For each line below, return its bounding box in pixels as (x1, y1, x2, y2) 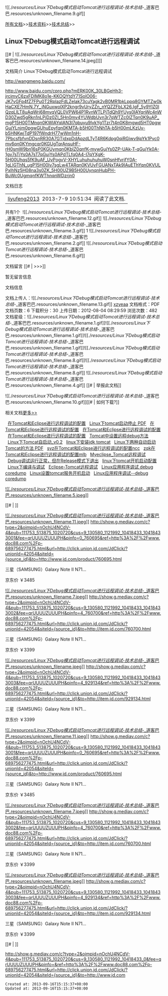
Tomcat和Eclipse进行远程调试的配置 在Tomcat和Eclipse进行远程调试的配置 (5, 426, 161, 432)
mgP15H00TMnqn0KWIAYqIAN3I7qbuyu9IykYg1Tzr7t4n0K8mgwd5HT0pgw (5, 119, 161, 126)
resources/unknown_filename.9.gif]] (10, 10, 86, 16)
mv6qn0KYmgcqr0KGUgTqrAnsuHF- (5, 141, 81, 147)
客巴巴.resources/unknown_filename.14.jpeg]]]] (5, 57, 102, 63)
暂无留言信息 (5, 274, 31, 280)
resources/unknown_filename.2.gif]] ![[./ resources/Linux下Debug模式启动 (10, 240, 163, 246)
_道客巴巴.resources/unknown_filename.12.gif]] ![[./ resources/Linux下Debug (5, 215, 162, 221)
